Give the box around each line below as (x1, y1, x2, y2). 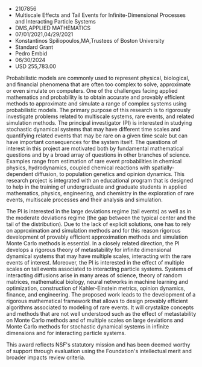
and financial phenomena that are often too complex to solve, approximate (6, 81, 191, 88)
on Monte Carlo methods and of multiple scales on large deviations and (6, 316, 184, 324)
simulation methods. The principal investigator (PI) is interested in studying (6, 119, 192, 126)
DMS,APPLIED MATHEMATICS (14, 24, 91, 31)
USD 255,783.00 (14, 63, 56, 70)
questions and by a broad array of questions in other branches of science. (6, 151, 191, 158)
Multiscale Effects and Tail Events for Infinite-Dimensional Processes (14, 11, 186, 19)
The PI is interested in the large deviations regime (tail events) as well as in (6, 208, 192, 215)
